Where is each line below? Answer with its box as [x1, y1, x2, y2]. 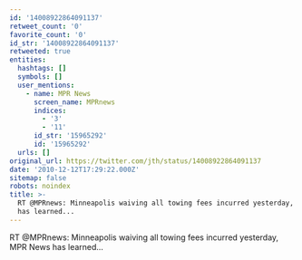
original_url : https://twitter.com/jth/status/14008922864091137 [9, 156, 261, 166]
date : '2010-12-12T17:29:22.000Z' [9, 165, 141, 174]
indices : [33, 106, 67, 115]
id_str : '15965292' [33, 131, 107, 140]
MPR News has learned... [9, 241, 104, 252]
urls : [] [17, 148, 51, 157]
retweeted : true [9, 47, 71, 56]
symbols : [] [17, 72, 63, 82]
